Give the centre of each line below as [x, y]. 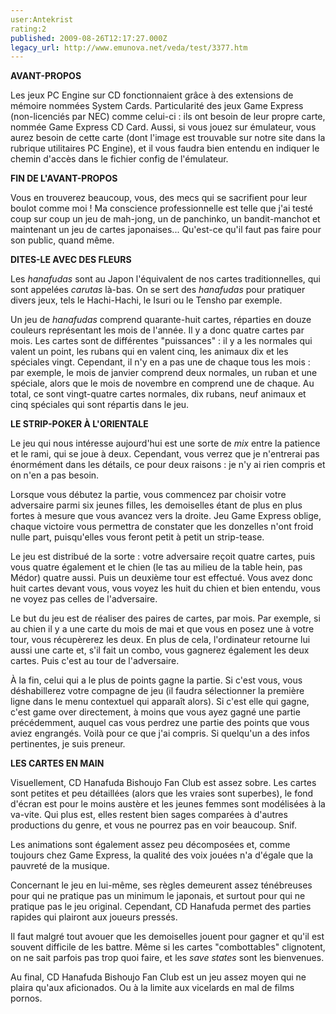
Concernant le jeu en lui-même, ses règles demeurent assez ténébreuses [161, 885]
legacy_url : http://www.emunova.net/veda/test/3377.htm [129, 47]
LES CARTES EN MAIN [57, 763]
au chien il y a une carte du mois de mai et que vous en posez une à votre [162, 629]
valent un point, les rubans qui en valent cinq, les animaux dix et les [149, 352]
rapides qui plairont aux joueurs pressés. [94, 917]
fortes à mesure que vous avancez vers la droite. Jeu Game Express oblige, [166, 516]
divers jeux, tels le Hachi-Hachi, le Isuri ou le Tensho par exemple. [146, 300]
